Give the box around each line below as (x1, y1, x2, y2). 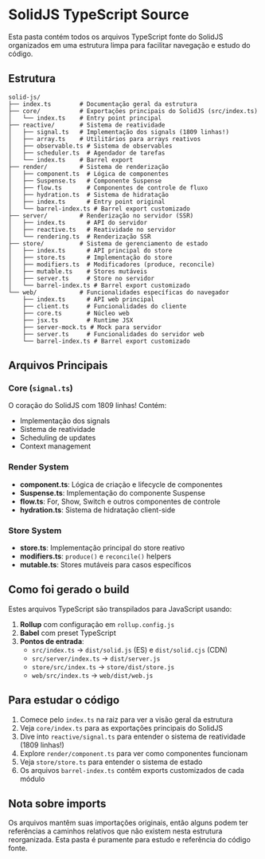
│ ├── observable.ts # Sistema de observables (8, 142, 173, 150)
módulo (19, 774, 45, 783)
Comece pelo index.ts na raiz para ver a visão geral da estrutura (19, 715, 233, 724)
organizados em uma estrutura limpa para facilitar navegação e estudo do (8, 40, 251, 49)
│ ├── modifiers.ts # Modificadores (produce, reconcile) (8, 261, 216, 269)
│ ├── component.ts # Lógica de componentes (8, 170, 170, 178)
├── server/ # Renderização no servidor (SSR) (8, 211, 194, 220)
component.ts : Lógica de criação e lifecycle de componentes (19, 480, 223, 489)
